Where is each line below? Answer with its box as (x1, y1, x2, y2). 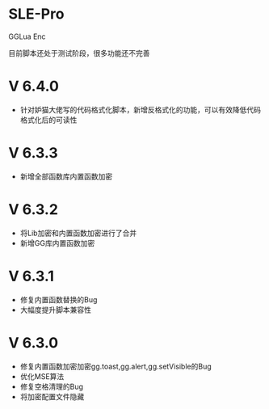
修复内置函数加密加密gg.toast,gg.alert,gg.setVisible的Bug (19, 361, 212, 371)
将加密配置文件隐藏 (19, 391, 85, 401)
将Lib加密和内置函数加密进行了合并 (19, 228, 137, 238)
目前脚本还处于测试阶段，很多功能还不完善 (8, 48, 150, 57)
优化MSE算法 (19, 371, 65, 381)
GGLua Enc (8, 32, 46, 41)
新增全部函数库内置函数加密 (19, 171, 113, 181)
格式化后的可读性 (19, 115, 78, 124)
